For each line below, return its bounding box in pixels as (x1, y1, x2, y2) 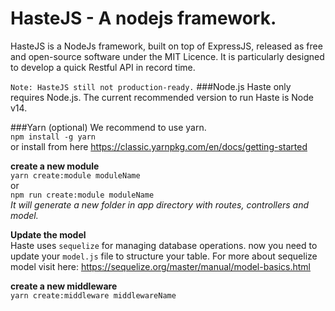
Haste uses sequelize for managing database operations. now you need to (10, 239, 318, 251)
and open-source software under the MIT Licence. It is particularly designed (10, 50, 325, 62)
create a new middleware (10, 280, 118, 292)
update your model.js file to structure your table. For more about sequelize (10, 250, 318, 262)
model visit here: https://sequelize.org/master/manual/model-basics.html (10, 260, 311, 272)
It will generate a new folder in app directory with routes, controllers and (10, 198, 310, 211)
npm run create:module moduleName (10, 190, 155, 200)
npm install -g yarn (10, 132, 97, 142)
